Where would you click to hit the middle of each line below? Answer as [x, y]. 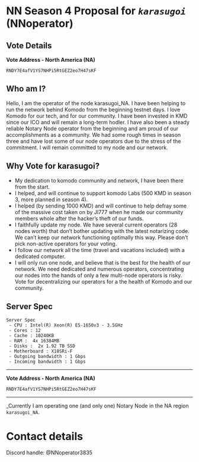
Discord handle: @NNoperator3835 [49, 452]
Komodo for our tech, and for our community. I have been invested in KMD [97, 116]
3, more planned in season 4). [51, 199]
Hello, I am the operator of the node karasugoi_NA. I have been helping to [96, 103]
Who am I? [26, 89]
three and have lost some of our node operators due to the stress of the [94, 141]
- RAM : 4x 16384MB [34, 341]
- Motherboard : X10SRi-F [41, 351]
